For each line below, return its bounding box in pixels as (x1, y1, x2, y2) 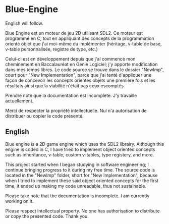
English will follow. (5, 20, 43, 26)
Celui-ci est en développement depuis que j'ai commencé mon (5, 55, 136, 62)
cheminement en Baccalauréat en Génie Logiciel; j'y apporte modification (5, 61, 158, 67)
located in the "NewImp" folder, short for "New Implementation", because (5, 172, 158, 178)
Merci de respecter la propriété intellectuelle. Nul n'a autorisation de (5, 107, 147, 114)
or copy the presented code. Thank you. (5, 213, 89, 219)
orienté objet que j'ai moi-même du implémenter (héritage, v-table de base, (5, 40, 162, 46)
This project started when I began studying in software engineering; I (5, 161, 149, 167)
